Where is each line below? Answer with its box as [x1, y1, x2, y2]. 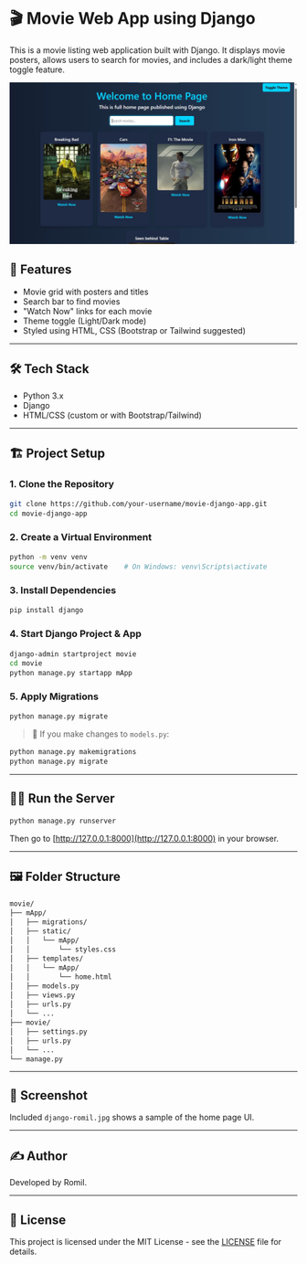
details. [9, 1246, 37, 1257]
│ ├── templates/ [9, 953, 84, 963]
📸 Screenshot [9, 1088, 89, 1103]
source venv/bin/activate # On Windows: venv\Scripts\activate [9, 562, 268, 572]
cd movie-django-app [9, 509, 89, 518]
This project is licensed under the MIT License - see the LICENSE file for [9, 1237, 281, 1247]
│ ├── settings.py [9, 1026, 89, 1036]
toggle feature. [9, 64, 66, 75]
